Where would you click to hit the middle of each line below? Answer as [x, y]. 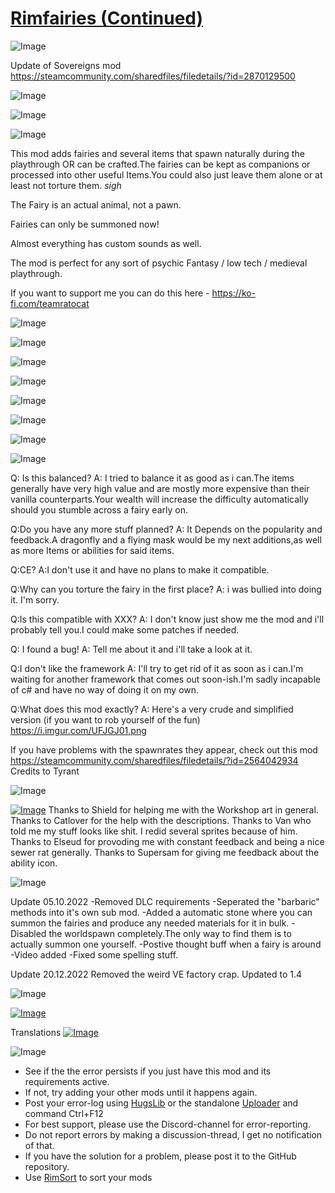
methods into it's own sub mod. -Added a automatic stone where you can [161, 912]
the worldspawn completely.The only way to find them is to [170, 933]
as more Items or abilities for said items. [92, 550]
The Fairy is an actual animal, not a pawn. [96, 204]
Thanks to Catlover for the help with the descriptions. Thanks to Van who [161, 820]
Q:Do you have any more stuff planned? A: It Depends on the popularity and [166, 529]
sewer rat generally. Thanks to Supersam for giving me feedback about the [165, 852]
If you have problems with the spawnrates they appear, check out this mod [164, 749]
